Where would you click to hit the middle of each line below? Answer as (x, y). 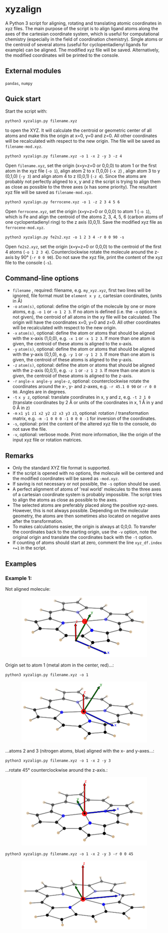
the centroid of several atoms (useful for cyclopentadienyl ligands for (76, 44)
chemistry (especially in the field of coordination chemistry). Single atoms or (84, 39)
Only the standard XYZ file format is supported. (61, 468)
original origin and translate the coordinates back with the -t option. (83, 537)
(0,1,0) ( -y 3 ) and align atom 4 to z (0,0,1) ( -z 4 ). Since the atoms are (76, 176)
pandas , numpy (19, 83)
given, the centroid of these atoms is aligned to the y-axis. (72, 360)
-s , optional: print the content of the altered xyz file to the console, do (85, 424)
